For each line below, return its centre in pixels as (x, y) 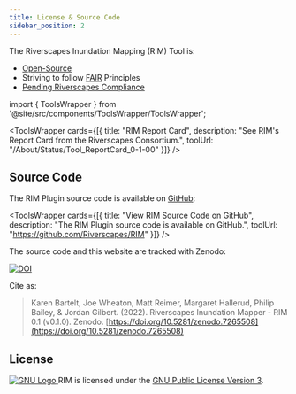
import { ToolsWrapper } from (63, 104)
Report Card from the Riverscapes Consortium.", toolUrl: (111, 140)
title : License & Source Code (65, 17)
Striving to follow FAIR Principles (81, 77)
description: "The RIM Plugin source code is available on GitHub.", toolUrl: (144, 225)
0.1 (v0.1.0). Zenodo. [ (69, 322)
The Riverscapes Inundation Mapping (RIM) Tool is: (102, 50)
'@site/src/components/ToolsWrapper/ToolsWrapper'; (107, 113)
